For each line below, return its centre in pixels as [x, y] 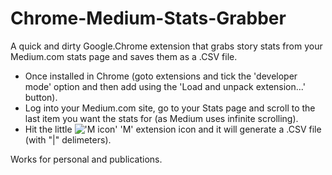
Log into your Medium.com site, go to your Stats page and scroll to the [170, 108]
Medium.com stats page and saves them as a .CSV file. [124, 56]
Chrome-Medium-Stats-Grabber [148, 18]
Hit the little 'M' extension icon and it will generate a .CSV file [173, 129]
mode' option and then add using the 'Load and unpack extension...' [165, 86]
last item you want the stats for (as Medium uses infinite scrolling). [161, 118]
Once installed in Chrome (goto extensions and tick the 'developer [161, 76]
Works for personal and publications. [86, 159]
